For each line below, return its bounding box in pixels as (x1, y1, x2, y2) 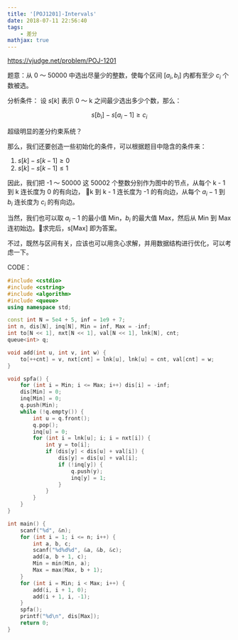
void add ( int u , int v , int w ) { (7, 349, 107, 356)
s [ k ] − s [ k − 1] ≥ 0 (17, 156, 70, 164)
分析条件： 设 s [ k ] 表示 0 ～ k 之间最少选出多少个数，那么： (7, 96, 182, 105)
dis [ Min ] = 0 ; (20, 388, 62, 395)
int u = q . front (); (33, 415, 91, 422)
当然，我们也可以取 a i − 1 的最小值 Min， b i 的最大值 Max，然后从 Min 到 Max (7, 214, 232, 224)
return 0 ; (20, 619, 50, 626)
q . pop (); (33, 421, 59, 429)
